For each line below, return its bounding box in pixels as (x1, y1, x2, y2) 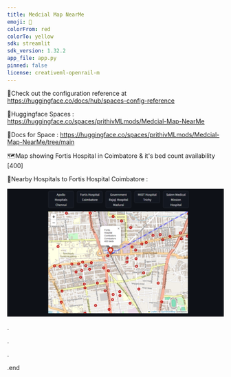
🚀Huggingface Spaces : (7, 110, 74, 118)
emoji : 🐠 (7, 18, 32, 26)
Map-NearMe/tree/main (7, 138, 75, 146)
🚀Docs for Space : (7, 130, 59, 139)
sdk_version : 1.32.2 (7, 48, 67, 54)
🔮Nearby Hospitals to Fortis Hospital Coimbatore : (7, 174, 148, 183)
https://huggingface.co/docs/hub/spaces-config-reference (7, 96, 175, 105)
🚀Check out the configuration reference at (7, 89, 127, 97)
